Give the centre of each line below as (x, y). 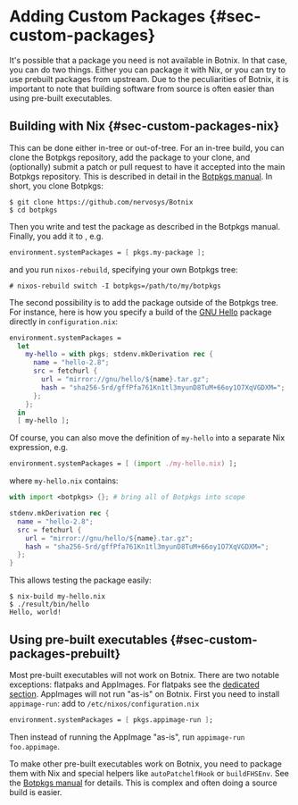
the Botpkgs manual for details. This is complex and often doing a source (144, 783)
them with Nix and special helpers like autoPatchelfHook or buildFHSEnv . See (149, 773)
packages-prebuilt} (65, 654)
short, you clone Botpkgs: (57, 186)
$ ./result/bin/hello (50, 605)
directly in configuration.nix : (64, 321)
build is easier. (36, 792)
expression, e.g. (39, 448)
